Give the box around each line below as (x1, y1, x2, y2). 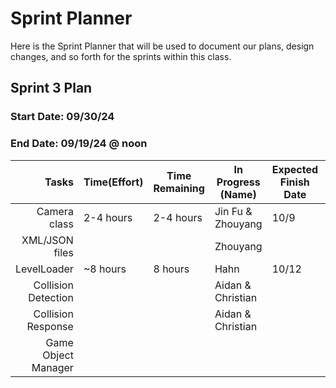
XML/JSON (21, 233, 74, 247)
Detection (28, 290, 74, 304)
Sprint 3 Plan (10, 80, 93, 97)
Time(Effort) (83, 175, 144, 189)
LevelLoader (15, 262, 74, 276)
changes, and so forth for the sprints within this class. (10, 50, 232, 62)
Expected (271, 162, 319, 176)
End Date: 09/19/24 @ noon (10, 137, 148, 151)
